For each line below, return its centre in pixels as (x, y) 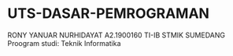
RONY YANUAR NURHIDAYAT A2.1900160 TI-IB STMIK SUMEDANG (116, 35)
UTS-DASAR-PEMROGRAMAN (109, 14)
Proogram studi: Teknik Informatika (64, 43)
